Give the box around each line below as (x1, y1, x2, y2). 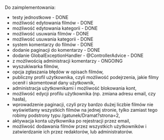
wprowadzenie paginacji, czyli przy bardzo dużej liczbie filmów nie (12, 102, 154, 107)
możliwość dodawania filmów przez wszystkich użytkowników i (12, 123, 147, 129)
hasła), (12, 96, 27, 102)
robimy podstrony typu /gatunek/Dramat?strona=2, (12, 112, 120, 118)
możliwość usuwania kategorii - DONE (12, 36, 93, 42)
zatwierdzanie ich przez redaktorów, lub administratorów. (12, 129, 133, 135)
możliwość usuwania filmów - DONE (12, 31, 89, 36)
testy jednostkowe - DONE (12, 14, 69, 20)
